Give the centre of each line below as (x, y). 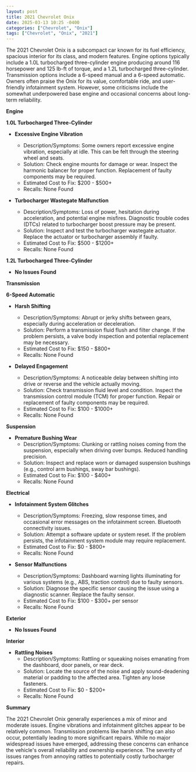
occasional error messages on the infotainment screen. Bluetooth (102, 522)
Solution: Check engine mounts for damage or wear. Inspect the (100, 164)
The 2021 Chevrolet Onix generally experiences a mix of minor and (87, 719)
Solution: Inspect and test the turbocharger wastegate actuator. (100, 231)
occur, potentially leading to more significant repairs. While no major (88, 738)
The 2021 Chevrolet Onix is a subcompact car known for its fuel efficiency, (96, 50)
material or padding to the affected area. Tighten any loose (94, 677)
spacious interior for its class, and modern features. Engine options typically (98, 56)
